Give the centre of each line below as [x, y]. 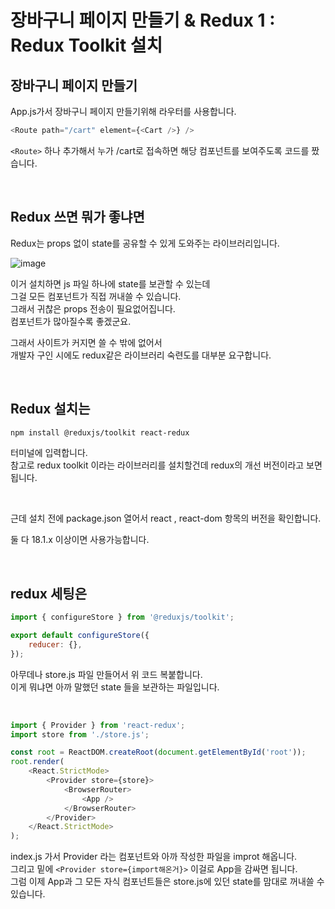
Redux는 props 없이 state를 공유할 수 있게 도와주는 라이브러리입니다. [145, 243]
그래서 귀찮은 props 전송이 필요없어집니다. [93, 308]
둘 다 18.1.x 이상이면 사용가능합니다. [80, 540]
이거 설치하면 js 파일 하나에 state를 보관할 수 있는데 [110, 283]
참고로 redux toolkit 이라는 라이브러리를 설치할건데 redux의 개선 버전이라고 [157, 465]
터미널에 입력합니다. [49, 453]
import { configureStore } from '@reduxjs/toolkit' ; [122, 617]
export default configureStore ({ [80, 636]
